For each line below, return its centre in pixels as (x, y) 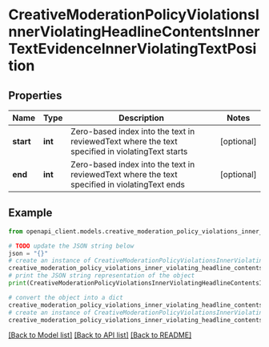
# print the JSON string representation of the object (102, 276)
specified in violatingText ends (128, 184)
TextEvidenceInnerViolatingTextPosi (132, 49)
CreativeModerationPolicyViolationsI (134, 15)
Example (30, 213)
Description (142, 118)
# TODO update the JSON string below (71, 246)
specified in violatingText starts (129, 151)
